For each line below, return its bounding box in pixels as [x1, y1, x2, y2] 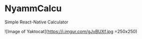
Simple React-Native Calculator [4, 19, 69, 25]
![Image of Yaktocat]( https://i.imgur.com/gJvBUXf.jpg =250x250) [4, 28, 138, 34]
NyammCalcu [4, 3, 62, 14]
